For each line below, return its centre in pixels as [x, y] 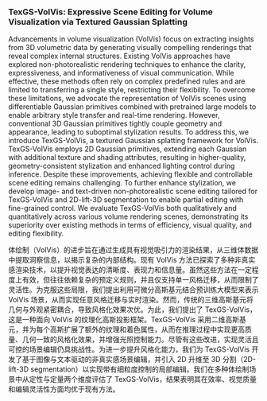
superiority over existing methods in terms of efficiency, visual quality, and [130, 225]
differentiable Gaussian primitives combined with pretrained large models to [132, 107]
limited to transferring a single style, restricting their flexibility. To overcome [132, 90]
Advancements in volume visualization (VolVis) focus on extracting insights [131, 39]
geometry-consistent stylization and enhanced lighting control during [122, 166]
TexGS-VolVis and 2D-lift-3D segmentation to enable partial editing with [126, 200]
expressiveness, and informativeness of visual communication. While [121, 73]
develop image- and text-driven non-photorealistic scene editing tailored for [133, 191]
